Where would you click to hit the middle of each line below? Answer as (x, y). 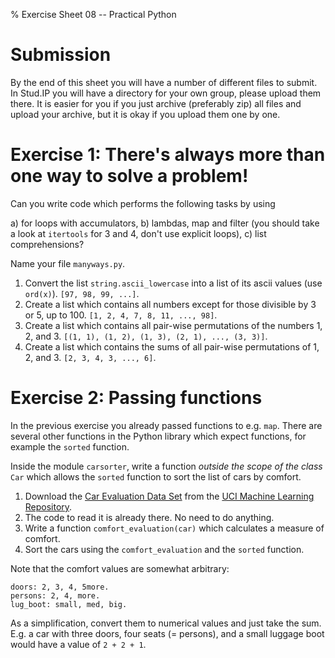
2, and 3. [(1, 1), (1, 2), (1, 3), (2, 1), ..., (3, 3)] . (146, 336)
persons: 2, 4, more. (55, 595)
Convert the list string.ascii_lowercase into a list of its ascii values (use (173, 283)
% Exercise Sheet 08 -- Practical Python (93, 14)
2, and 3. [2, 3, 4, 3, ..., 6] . (90, 357)
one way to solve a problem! (129, 176)
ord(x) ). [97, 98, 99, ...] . (82, 293)
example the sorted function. (70, 446)
